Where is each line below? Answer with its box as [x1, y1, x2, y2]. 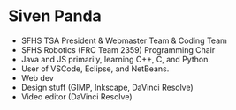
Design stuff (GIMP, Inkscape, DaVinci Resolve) [20, 82, 194, 92]
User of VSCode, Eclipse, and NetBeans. [20, 63, 170, 74]
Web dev [20, 72, 54, 83]
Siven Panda [8, 6, 103, 26]
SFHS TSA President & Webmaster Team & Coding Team [20, 35, 227, 46]
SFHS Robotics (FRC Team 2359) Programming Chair [20, 44, 216, 55]
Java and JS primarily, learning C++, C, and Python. [20, 54, 211, 64]
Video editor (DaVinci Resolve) [20, 91, 133, 102]
